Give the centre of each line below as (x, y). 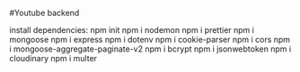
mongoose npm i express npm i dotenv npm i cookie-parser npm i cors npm (150, 40)
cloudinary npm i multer (53, 58)
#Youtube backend (44, 13)
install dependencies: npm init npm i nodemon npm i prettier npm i (132, 30)
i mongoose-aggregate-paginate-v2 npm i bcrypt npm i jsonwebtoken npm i (150, 49)
